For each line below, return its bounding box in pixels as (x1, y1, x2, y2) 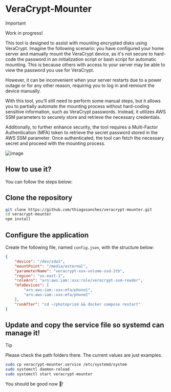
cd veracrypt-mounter (5, 212, 52, 217)
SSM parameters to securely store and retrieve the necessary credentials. (5, 114, 161, 120)
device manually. (5, 88, 41, 94)
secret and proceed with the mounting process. (5, 140, 106, 146)
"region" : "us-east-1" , (14, 273, 66, 278)
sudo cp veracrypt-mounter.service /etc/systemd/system (5, 362, 127, 367)
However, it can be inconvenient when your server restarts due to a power (5, 77, 162, 83)
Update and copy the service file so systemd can (5, 320, 165, 329)
